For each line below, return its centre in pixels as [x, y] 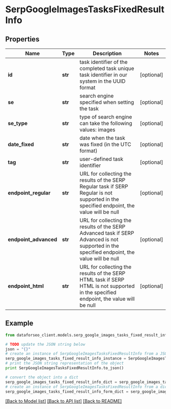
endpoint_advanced [33, 239]
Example [19, 323]
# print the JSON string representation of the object [65, 364]
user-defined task [102, 159]
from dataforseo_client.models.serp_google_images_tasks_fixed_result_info [87, 335]
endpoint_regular [29, 193]
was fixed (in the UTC [105, 144]
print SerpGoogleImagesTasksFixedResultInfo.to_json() [65, 368]
